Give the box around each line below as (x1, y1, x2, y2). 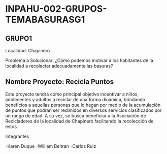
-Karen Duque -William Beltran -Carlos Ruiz (5, 143, 96, 149)
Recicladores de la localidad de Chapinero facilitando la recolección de (5, 118, 154, 124)
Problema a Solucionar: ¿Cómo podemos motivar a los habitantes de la (5, 57, 153, 64)
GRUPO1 (5, 34, 32, 43)
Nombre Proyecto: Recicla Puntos (5, 77, 114, 86)
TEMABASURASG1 (5, 14, 85, 25)
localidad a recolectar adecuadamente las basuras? (5, 63, 113, 69)
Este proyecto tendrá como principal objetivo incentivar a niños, (5, 91, 139, 97)
